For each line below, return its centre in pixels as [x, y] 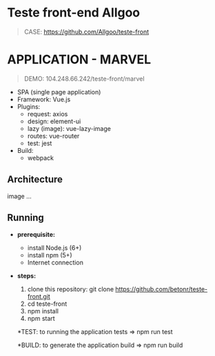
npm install [43, 311]
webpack [40, 158]
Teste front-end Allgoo [74, 13]
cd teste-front [47, 304]
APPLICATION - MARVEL [79, 60]
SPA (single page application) [59, 92]
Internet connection [55, 262]
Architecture [35, 179]
